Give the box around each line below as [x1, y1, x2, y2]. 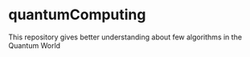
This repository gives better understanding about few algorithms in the [8, 32, 243, 42]
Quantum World [8, 40, 61, 50]
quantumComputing [8, 6, 146, 24]
